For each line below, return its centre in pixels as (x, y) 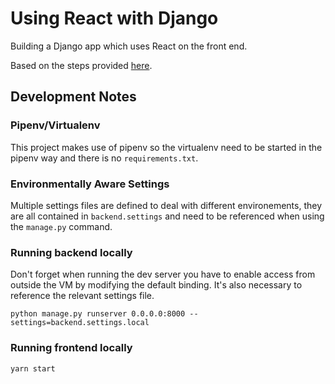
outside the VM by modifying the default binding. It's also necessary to (156, 285)
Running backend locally (71, 252)
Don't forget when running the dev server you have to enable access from (163, 274)
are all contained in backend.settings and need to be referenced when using (167, 216)
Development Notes (73, 97)
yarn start (33, 368)
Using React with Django (114, 18)
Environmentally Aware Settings (90, 184)
